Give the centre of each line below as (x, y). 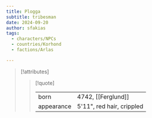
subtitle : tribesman (31, 17)
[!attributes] (35, 72)
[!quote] (45, 83)
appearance (55, 106)
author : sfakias (26, 28)
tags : (13, 33)
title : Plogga (23, 11)
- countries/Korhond (36, 45)
